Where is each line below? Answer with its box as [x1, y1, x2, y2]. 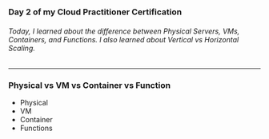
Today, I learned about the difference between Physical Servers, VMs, [8, 26, 240, 36]
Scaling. [8, 43, 36, 53]
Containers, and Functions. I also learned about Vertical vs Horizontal [8, 34, 239, 44]
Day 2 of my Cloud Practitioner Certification [8, 6, 183, 18]
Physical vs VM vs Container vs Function [8, 80, 171, 91]
